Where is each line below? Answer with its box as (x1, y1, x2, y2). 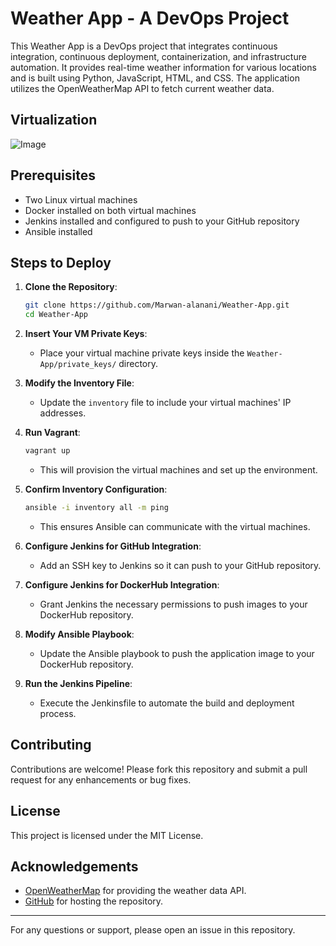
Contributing (10, 737, 92, 754)
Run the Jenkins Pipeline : (24, 677, 133, 689)
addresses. (39, 407, 87, 419)
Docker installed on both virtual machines (24, 204, 197, 216)
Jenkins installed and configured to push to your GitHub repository (24, 215, 300, 227)
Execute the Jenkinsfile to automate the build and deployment (39, 697, 295, 709)
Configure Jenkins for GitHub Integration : (24, 540, 202, 552)
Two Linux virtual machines (24, 193, 138, 206)
